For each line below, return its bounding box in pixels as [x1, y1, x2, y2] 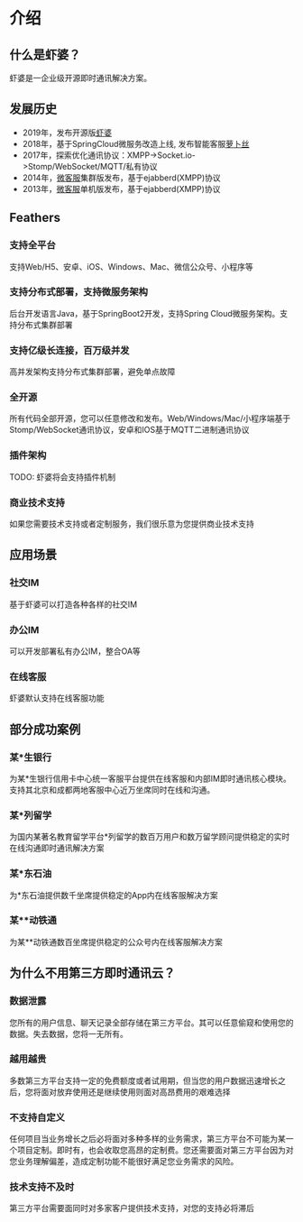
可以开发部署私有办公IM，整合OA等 [9, 646, 142, 657]
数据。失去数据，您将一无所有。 [9, 1028, 128, 1039]
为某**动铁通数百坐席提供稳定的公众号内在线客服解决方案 [9, 936, 224, 947]
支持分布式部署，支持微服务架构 [9, 286, 149, 299]
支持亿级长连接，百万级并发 [9, 344, 130, 356]
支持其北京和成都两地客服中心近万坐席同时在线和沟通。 [9, 784, 215, 795]
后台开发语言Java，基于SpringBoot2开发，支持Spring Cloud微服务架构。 [9, 308, 280, 318]
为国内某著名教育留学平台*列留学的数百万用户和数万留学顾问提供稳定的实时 [9, 832, 290, 842]
